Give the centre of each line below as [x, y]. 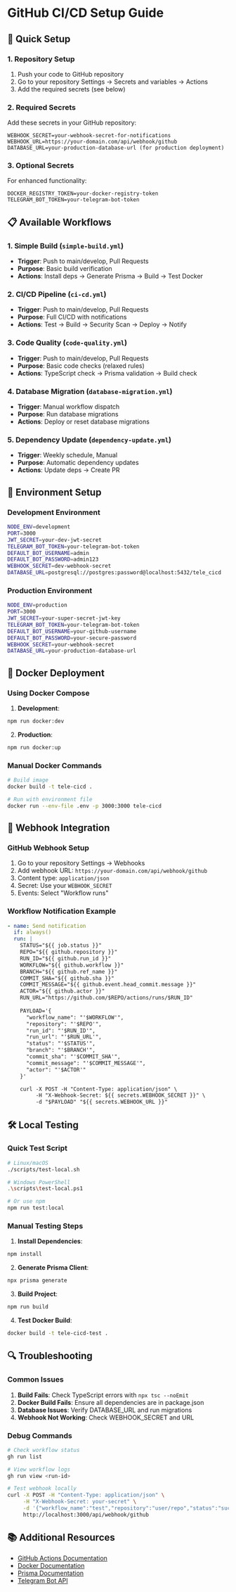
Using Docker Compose [48, 693]
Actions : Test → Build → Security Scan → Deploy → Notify [102, 324]
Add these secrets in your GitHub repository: [72, 123]
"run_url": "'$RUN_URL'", [64, 1037]
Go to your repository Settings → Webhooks [81, 863]
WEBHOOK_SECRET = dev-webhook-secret [59, 566]
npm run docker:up [34, 747]
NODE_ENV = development [39, 527]
